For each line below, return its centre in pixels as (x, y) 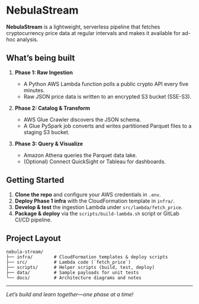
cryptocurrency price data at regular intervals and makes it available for (93, 33)
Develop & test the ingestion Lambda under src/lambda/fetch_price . (99, 207)
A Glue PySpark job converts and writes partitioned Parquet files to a (107, 126)
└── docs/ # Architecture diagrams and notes (74, 278)
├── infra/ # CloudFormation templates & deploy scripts (87, 257)
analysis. (28, 39)
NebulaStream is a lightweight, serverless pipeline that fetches (83, 27)
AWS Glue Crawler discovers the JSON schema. (82, 119)
